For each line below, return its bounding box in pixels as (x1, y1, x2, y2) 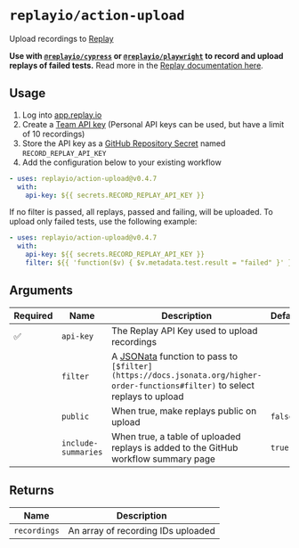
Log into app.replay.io (21, 110, 102, 120)
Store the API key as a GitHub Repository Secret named (21, 137, 226, 149)
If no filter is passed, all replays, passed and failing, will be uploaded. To (9, 207, 273, 217)
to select (218, 379, 255, 391)
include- (61, 438, 99, 448)
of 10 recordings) (21, 128, 85, 139)
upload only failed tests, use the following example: (9, 217, 198, 227)
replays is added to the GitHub (110, 441, 238, 454)
